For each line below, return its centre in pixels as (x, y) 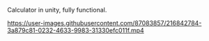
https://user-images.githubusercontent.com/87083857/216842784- (104, 23)
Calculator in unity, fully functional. (57, 10)
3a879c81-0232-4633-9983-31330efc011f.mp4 (76, 30)
